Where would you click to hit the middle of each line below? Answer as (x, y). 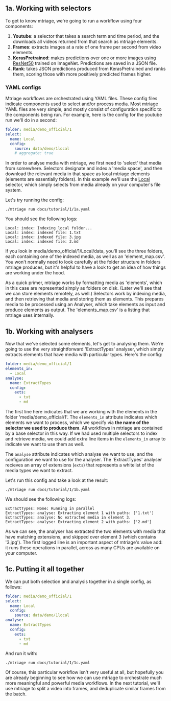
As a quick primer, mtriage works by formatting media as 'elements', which (84, 283)
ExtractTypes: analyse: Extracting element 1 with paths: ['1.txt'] (80, 513)
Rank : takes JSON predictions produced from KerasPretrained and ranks (89, 68)
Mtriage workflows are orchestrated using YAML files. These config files (81, 99)
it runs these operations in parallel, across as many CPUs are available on (82, 548)
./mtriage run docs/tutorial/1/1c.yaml (48, 663)
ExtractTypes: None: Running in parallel (50, 509)
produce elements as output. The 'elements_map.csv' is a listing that (78, 310)
